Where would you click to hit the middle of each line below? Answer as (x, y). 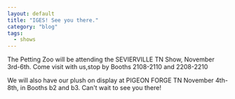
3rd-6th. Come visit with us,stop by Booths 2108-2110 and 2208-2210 (108, 67)
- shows (25, 40)
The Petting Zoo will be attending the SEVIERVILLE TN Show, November (111, 59)
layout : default (31, 14)
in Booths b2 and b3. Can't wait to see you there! (90, 88)
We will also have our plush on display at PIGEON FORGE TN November (110, 80)
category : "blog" (33, 26)
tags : (15, 33)
